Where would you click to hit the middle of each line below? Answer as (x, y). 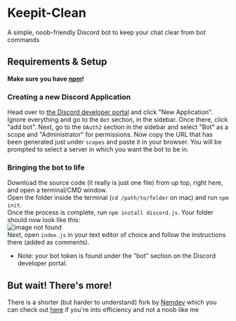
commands (24, 39)
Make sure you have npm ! (46, 78)
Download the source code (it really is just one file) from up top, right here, (115, 183)
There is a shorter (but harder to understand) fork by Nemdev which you (112, 302)
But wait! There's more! (60, 285)
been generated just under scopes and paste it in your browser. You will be (115, 142)
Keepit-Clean (47, 13)
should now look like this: (44, 220)
